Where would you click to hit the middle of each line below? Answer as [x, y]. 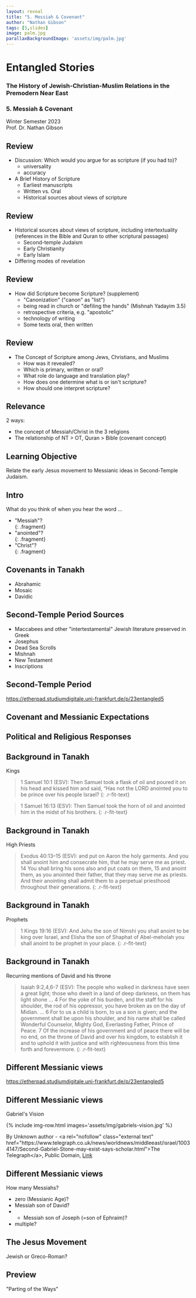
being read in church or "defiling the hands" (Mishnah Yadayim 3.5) [104, 306]
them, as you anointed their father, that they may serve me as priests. [104, 874]
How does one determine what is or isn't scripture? [85, 382]
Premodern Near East [37, 93]
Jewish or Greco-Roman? [37, 1256]
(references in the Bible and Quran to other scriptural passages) [92, 236]
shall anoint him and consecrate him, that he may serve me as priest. [103, 862]
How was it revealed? [49, 363]
